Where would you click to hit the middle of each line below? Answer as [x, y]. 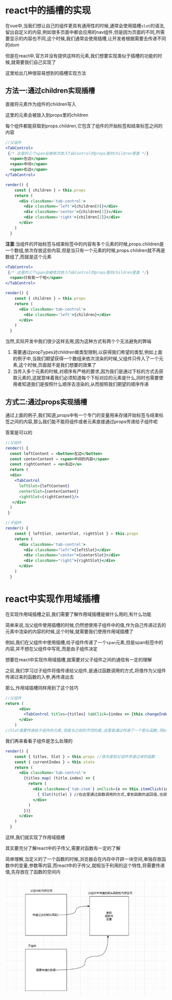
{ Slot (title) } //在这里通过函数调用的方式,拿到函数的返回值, [99, 794]
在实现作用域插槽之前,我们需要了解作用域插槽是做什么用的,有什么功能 [79, 614]
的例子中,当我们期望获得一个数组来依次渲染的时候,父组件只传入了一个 [86, 358]
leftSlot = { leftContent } [44, 486]
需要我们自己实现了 [36, 62]
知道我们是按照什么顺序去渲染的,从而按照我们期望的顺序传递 [85, 384]
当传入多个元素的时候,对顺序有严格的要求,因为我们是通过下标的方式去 [86, 371]
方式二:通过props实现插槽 [46, 402]
